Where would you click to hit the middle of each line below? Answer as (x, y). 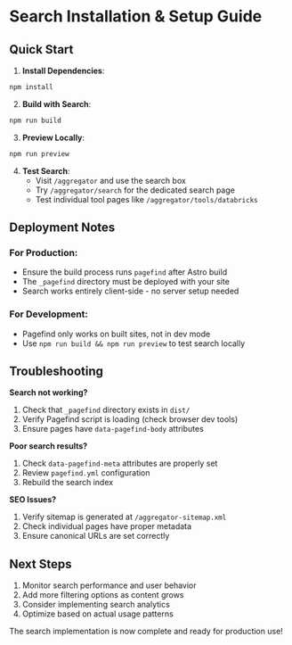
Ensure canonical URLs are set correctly (96, 536)
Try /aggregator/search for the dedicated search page (135, 190)
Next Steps (41, 564)
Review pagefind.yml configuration (86, 473)
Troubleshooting (57, 371)
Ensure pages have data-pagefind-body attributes (113, 429)
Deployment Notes (62, 228)
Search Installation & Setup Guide (136, 17)
